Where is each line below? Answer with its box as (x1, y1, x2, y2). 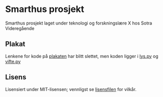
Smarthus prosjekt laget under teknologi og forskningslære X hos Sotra (5, 20, 152, 26)
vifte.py (5, 58, 21, 64)
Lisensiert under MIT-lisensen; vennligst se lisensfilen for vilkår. (5, 86, 137, 92)
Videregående (5, 25, 35, 31)
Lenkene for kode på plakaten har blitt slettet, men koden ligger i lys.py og (5, 53, 159, 59)
